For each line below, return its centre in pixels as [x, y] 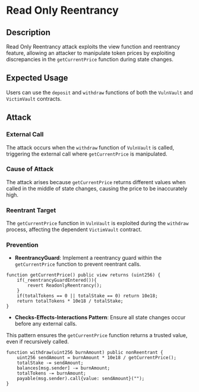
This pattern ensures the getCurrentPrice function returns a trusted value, [97, 335]
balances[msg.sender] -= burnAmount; [64, 368]
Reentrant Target [31, 210]
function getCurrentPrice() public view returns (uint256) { [83, 275]
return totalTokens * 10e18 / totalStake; [70, 301]
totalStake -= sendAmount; [50, 363]
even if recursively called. [38, 342]
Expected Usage [37, 78]
